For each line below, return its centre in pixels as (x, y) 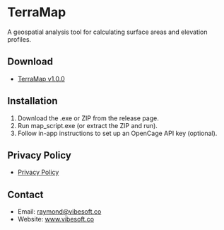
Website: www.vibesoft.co (55, 219)
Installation (33, 101)
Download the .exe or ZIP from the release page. (88, 118)
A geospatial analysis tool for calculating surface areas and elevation (107, 32)
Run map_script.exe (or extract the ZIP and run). (87, 125)
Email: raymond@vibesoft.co (59, 212)
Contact (25, 194)
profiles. (19, 39)
